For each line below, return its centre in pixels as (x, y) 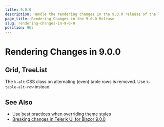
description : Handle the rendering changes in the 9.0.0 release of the (81, 14)
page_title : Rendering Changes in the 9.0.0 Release (60, 19)
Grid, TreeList (26, 70)
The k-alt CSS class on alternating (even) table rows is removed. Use (75, 82)
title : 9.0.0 (18, 10)
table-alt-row (20, 87)
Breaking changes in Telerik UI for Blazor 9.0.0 (59, 119)
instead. (43, 87)
